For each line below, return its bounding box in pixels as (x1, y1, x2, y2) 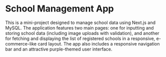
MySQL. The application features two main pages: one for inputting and (5, 24, 154, 30)
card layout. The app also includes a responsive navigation (37, 40, 160, 46)
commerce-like (5, 40, 37, 46)
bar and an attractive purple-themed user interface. (5, 46, 113, 52)
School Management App (5, 3, 114, 14)
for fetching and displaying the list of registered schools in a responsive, (5, 35, 155, 41)
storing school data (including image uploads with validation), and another (5, 30, 160, 36)
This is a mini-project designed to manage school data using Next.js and (5, 19, 156, 25)
